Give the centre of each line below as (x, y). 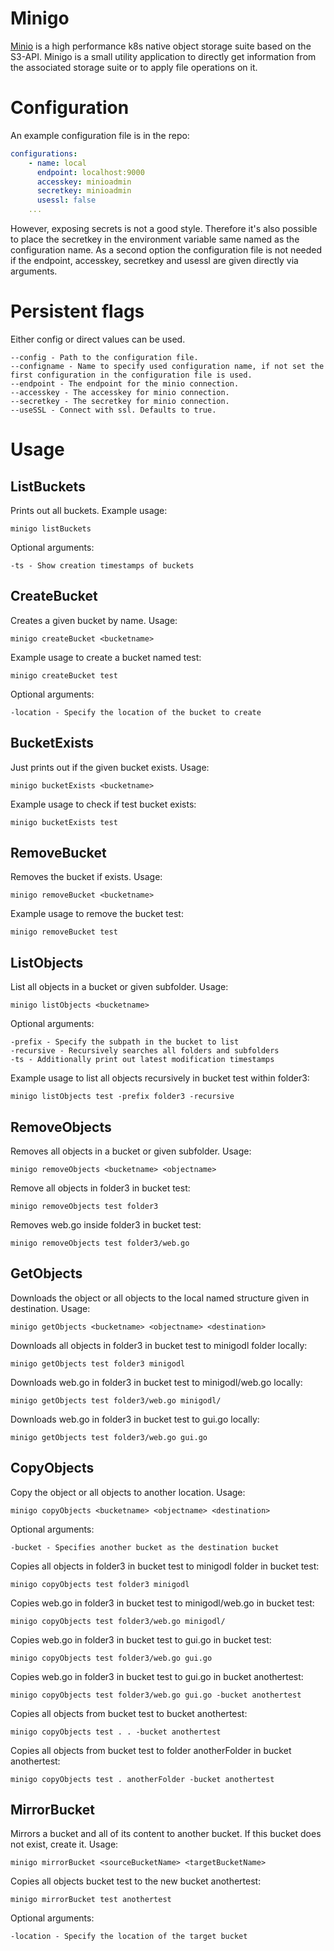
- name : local (57, 163)
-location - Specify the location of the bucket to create (136, 712)
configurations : (44, 153)
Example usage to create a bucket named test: (106, 657)
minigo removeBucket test (64, 932)
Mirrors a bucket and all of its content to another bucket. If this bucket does (166, 1834)
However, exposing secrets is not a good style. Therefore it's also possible (164, 228)
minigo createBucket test (64, 675)
